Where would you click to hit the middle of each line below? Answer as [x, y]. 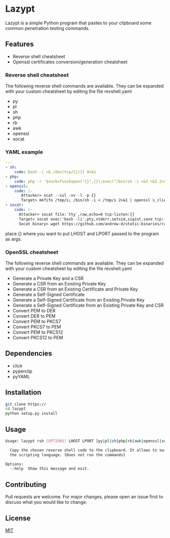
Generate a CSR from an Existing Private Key [59, 283]
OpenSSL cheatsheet [32, 252]
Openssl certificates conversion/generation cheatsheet [70, 62]
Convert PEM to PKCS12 [38, 332]
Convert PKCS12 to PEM [38, 337]
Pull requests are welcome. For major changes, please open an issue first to [84, 497]
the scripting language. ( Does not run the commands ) [68, 455]
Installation [23, 393]
